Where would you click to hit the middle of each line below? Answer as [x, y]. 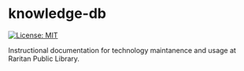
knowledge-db [57, 14]
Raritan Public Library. [44, 59]
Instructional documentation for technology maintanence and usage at [122, 50]
